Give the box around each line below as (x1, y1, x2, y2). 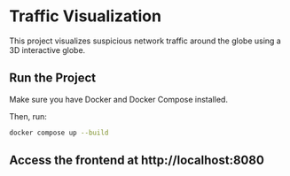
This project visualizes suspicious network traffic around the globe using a (9, 35, 281, 46)
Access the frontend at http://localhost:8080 (9, 153, 264, 168)
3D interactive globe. (9, 44, 86, 55)
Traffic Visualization (9, 6, 162, 27)
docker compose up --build (9, 128, 109, 137)
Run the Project (9, 71, 96, 86)
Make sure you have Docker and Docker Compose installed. (9, 94, 229, 104)
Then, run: (9, 111, 47, 121)
